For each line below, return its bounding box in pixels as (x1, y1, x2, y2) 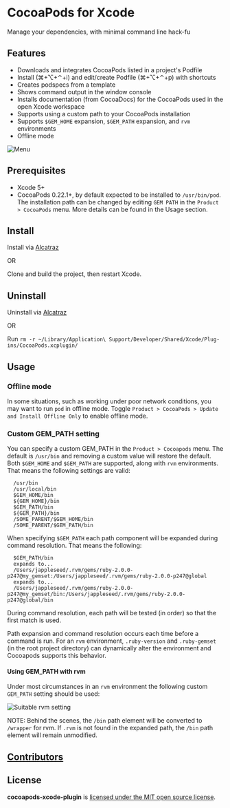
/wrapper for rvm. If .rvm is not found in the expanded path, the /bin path (7, 724, 214, 732)
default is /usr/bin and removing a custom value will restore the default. (7, 452, 211, 460)
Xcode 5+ (16, 183, 45, 191)
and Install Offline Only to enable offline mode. (7, 412, 148, 420)
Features (7, 47, 46, 59)
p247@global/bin (7, 597, 54, 604)
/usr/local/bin (13, 486, 57, 493)
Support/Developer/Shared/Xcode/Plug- (108, 336, 220, 343)
